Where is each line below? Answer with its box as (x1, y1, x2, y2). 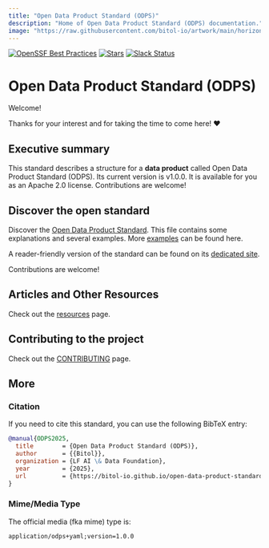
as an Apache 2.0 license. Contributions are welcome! (8, 181, 187, 190)
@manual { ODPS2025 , (8, 435, 70, 443)
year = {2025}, (15, 465, 94, 473)
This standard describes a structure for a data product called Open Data (8, 164, 248, 173)
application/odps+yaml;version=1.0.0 (8, 532, 134, 540)
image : (8, 26, 30, 35)
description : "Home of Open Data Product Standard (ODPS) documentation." (8, 19, 263, 27)
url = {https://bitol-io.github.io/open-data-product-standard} (15, 472, 267, 480)
